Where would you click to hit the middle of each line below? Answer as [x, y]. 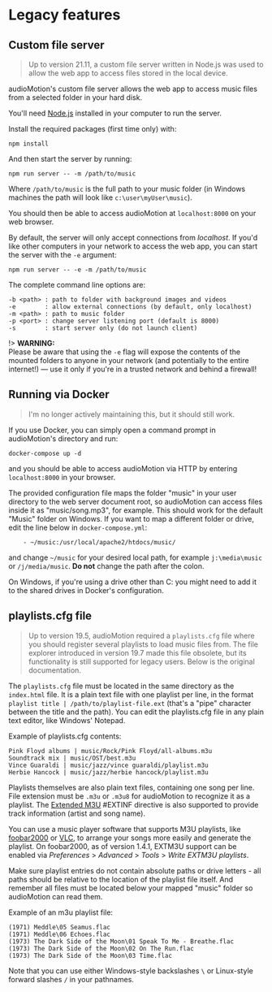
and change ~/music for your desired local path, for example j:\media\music [135, 557]
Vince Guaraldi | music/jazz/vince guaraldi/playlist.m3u [108, 765]
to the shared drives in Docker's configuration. [86, 590]
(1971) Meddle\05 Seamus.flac [60, 927]
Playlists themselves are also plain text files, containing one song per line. [132, 787]
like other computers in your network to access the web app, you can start [133, 246]
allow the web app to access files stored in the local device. [128, 73]
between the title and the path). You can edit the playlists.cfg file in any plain [136, 712]
